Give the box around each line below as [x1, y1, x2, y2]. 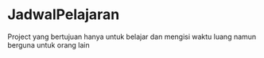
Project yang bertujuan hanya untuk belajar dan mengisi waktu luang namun [7, 32, 257, 41]
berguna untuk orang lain [7, 40, 90, 49]
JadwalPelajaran [7, 6, 120, 24]
